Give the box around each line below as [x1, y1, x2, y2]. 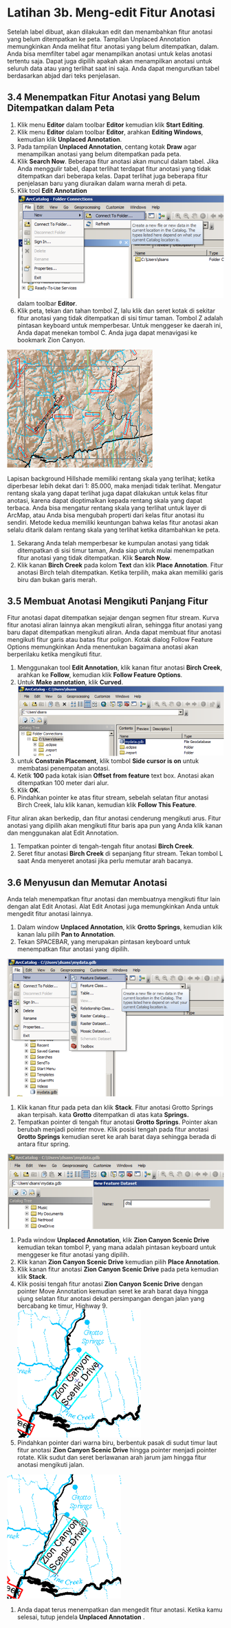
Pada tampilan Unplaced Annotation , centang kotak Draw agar [16, 143, 197, 151]
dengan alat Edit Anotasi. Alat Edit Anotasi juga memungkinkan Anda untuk [7, 902, 219, 910]
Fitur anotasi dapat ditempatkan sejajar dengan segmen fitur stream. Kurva [7, 614, 219, 622]
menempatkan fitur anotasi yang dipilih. [16, 945, 129, 953]
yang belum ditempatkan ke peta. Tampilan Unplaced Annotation [7, 34, 190, 43]
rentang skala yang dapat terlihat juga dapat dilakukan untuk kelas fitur [7, 489, 208, 497]
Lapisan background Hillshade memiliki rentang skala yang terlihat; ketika [7, 474, 215, 483]
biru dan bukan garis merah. [16, 575, 98, 583]
